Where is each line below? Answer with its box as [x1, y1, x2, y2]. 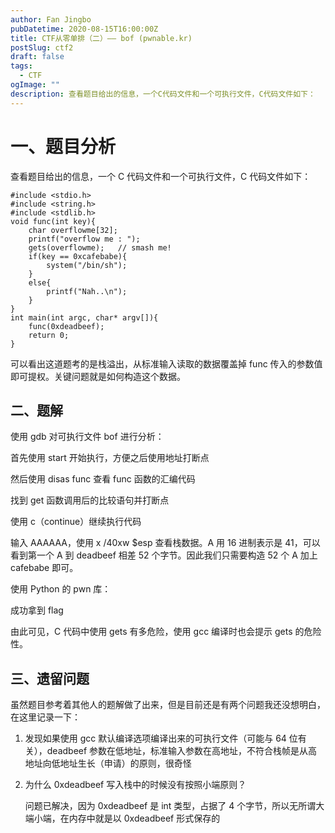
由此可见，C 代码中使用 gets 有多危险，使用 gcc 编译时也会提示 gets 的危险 [10, 626, 322, 638]
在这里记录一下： [10, 711, 81, 723]
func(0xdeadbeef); [28, 321, 105, 331]
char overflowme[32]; [28, 225, 118, 235]
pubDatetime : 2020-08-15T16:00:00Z [10, 24, 159, 34]
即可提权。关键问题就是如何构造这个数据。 [10, 370, 186, 382]
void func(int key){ [10, 216, 97, 226]
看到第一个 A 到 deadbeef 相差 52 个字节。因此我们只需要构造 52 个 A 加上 [10, 549, 318, 561]
